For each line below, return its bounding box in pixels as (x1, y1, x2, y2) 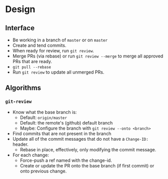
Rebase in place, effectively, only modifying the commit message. (20, 146, 156, 152)
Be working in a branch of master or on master (12, 37, 108, 43)
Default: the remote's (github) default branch (20, 120, 113, 126)
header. (12, 141, 29, 147)
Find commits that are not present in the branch (12, 130, 112, 137)
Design (5, 4, 36, 15)
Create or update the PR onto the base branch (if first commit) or (20, 162, 154, 168)
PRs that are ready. (12, 58, 52, 64)
